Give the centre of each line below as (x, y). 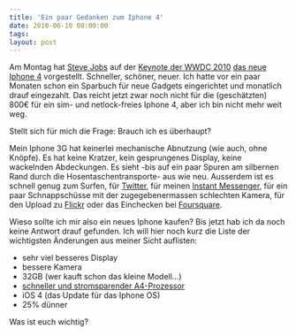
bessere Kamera (52, 267)
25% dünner (45, 305)
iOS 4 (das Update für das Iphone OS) (91, 295)
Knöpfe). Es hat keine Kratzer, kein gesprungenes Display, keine (125, 158)
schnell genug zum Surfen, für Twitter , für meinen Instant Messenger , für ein (148, 186)
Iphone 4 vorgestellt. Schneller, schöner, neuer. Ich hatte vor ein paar (135, 77)
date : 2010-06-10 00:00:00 (59, 26)
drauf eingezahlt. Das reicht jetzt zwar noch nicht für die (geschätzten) (138, 95)
